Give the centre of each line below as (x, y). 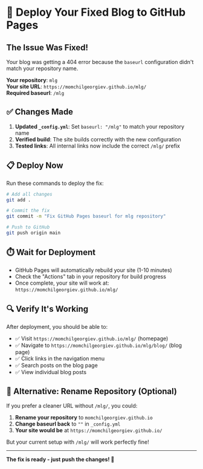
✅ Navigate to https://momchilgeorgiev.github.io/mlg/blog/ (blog (98, 345)
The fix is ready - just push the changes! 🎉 (60, 459)
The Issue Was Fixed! (47, 47)
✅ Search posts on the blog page (56, 365)
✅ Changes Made (40, 112)
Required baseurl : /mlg (35, 93)
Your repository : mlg (32, 80)
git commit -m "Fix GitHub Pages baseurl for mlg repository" (86, 216)
